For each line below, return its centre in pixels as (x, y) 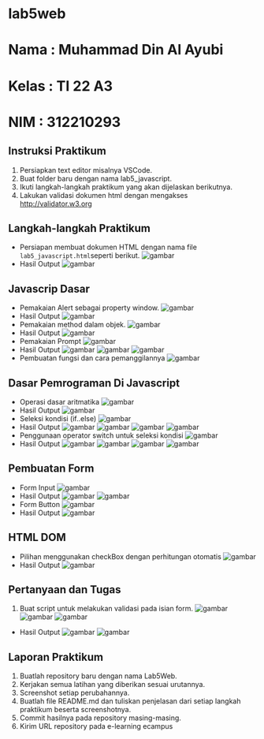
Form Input (37, 487)
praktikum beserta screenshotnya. (75, 710)
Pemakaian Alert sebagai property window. (89, 308)
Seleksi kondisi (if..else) (58, 418)
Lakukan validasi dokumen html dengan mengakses (104, 195)
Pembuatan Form (51, 469)
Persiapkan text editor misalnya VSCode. (86, 170)
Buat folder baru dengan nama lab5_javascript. (95, 178)
